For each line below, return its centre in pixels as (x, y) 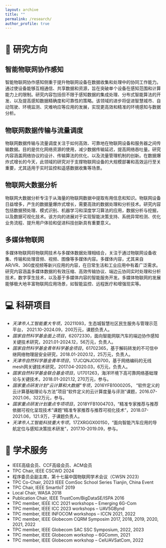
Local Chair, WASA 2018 (37, 493)
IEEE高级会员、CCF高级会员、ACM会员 (52, 465)
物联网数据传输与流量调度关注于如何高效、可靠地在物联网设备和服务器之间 (81, 143)
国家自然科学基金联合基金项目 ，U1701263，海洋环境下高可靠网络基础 (83, 373)
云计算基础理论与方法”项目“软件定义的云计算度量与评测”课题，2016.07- (85, 391)
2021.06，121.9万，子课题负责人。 (47, 416)
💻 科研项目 (28, 305)
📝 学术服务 (26, 450)
